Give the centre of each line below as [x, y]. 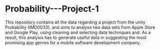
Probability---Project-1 [52, 9]
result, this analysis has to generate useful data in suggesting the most [76, 37]
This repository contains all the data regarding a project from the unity [75, 22]
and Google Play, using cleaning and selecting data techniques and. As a [78, 32]
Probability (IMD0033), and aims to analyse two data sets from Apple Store [80, 27]
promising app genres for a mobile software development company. [73, 42]
